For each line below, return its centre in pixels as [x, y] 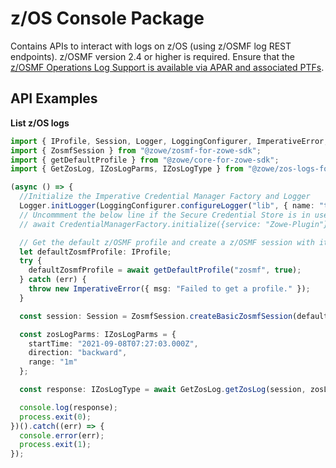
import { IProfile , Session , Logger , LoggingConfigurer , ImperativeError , [169, 141]
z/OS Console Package [107, 18]
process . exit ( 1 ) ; [55, 445]
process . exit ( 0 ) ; [55, 417]
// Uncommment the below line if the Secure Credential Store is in [165, 215]
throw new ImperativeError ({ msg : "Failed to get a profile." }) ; [169, 289]
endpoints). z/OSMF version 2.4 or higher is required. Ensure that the [152, 56]
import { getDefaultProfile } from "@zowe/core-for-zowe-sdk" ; [145, 160]
